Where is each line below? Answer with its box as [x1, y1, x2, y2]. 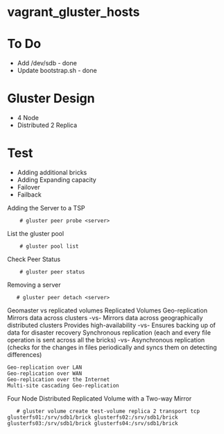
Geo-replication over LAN [7, 364, 82, 371]
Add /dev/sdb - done [17, 59, 78, 67]
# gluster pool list [19, 243, 79, 250]
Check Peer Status [7, 255, 61, 263]
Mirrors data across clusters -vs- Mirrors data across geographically [7, 314, 203, 322]
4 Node [17, 114, 40, 122]
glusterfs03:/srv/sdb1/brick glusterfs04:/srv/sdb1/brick [7, 420, 178, 427]
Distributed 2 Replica [17, 121, 78, 129]
